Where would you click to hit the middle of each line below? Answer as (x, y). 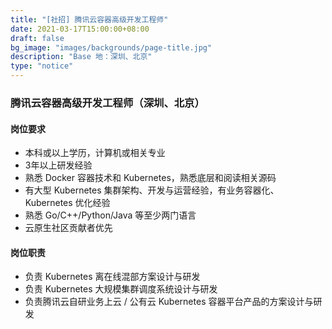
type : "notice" (42, 66)
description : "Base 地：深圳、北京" (81, 57)
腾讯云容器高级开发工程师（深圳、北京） (107, 103)
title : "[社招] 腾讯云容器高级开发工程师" (89, 19)
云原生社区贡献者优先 (68, 228)
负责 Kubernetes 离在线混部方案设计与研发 (112, 277)
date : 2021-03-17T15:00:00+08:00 (80, 29)
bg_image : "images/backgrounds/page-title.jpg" (111, 47)
